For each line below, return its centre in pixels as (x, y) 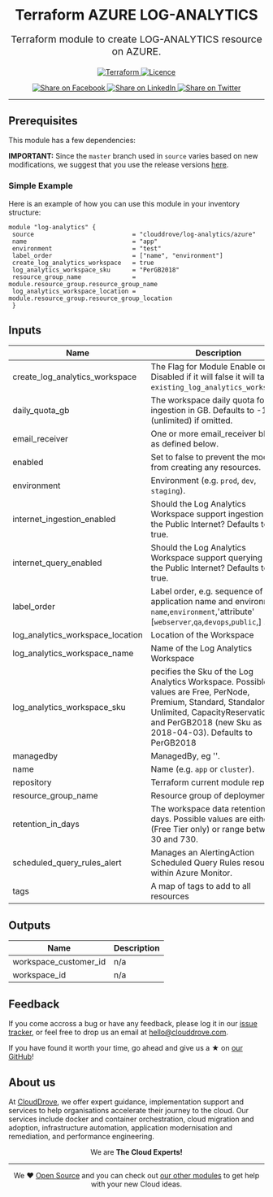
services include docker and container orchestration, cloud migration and (131, 1119)
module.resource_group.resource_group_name (83, 284)
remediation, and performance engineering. (81, 1136)
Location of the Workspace (202, 635)
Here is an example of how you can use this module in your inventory (124, 203)
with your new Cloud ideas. (136, 1184)
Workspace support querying (206, 558)
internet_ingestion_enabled (64, 520)
